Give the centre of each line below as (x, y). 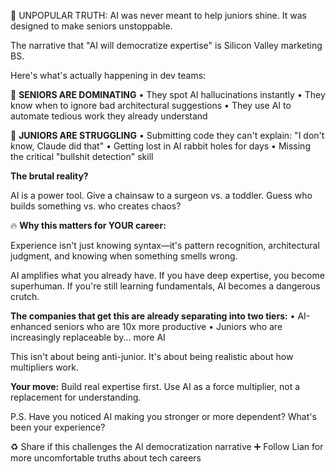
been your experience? (58, 427)
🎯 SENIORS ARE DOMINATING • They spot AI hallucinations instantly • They (168, 94)
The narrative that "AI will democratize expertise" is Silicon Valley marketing (166, 45)
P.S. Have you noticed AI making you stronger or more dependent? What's (163, 416)
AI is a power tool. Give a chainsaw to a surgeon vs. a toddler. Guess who (161, 195)
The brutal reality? (49, 176)
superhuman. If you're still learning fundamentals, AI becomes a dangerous (165, 286)
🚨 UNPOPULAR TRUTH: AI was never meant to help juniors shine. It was (158, 15)
